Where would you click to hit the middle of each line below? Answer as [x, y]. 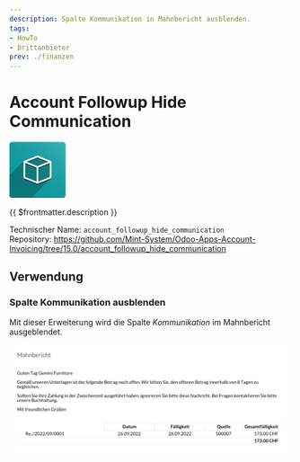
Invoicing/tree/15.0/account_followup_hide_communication [118, 249]
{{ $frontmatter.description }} [64, 212]
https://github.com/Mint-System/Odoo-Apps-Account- [154, 239]
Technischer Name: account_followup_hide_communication [117, 230]
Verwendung [46, 277]
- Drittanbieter [40, 48]
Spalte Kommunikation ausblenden [88, 303]
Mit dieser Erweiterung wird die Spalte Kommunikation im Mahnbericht [140, 322]
